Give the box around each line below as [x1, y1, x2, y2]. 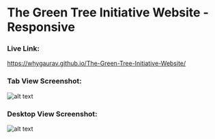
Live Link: [7, 44, 40, 53]
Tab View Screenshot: [7, 77, 82, 86]
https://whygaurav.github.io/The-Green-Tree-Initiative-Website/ [7, 60, 186, 68]
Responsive [7, 19, 75, 35]
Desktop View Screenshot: [7, 109, 98, 118]
